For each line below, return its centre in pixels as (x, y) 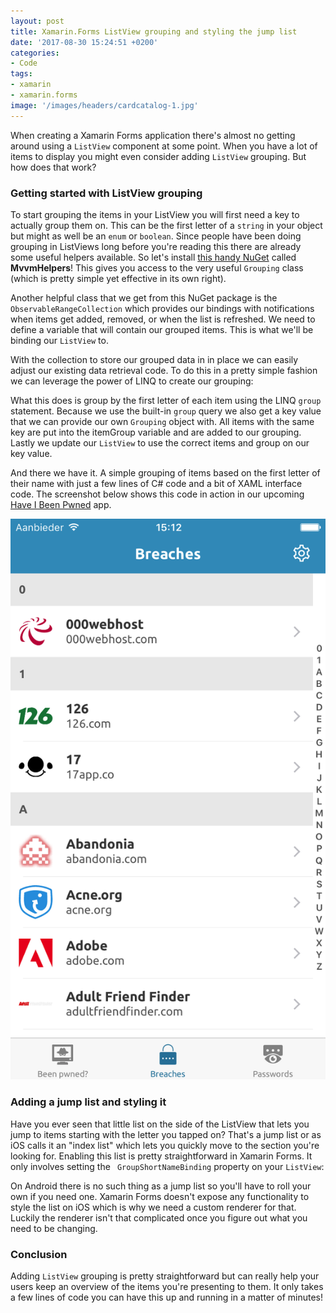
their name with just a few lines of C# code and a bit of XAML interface (156, 483)
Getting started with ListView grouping (106, 193)
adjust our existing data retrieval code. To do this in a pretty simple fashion (164, 370)
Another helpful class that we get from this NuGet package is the (144, 297)
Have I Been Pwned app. (61, 504)
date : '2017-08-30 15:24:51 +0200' (84, 42)
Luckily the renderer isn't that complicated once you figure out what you (159, 1217)
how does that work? (53, 167)
